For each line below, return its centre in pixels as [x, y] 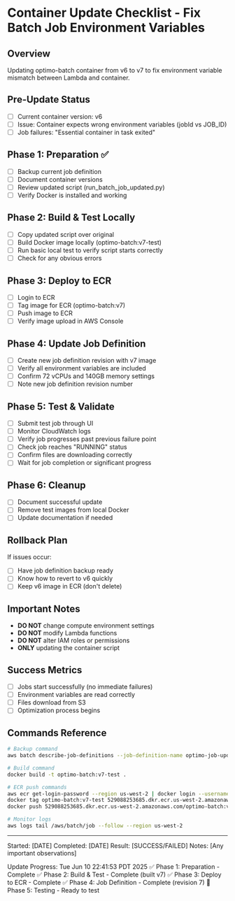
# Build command [31, 768]
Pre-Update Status [49, 100]
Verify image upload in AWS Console [70, 321]
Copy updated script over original [65, 234]
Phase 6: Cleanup [47, 485]
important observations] [42, 853]
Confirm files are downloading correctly [75, 455]
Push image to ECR [45, 313]
